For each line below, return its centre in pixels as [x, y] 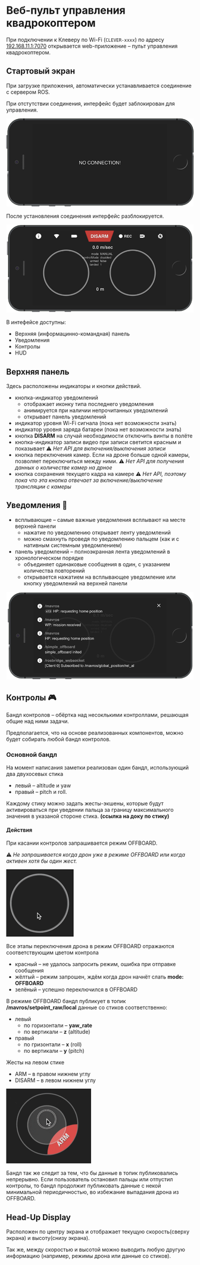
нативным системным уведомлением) [73, 545]
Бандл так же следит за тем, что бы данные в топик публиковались [92, 1173]
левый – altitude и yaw [43, 786]
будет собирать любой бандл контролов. [59, 739]
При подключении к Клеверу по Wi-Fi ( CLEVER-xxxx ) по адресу [85, 39]
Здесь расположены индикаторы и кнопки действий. [74, 386]
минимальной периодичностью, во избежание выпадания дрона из [93, 1192]
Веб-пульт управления [66, 10]
